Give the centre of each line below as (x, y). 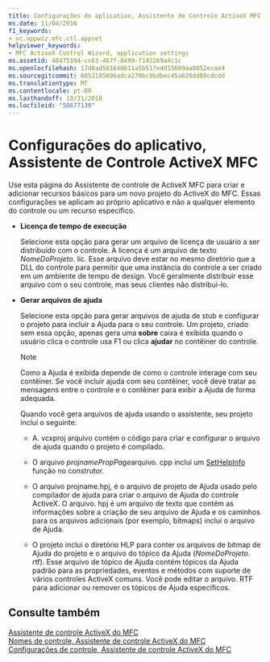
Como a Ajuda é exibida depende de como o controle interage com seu (138, 373)
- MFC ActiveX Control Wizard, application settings (99, 53)
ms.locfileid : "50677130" (52, 106)
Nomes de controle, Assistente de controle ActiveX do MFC (107, 640)
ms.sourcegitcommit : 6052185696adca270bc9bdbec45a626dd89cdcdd (117, 76)
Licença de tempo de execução (73, 226)
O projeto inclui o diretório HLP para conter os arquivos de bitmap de (146, 545)
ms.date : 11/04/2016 (43, 23)
